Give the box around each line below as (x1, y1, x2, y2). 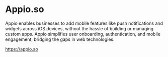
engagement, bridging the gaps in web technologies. (5, 36, 115, 42)
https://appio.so (5, 46, 39, 52)
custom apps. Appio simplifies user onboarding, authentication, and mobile (5, 31, 161, 37)
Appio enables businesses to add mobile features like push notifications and (5, 20, 163, 26)
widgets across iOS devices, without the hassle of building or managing (5, 25, 154, 31)
